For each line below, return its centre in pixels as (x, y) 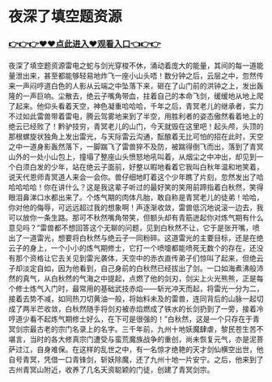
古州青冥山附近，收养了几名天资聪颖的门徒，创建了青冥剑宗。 (111, 370)
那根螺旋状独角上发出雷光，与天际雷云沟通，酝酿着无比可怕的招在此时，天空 (136, 137)
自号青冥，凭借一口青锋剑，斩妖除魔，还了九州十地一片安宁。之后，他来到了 (136, 360)
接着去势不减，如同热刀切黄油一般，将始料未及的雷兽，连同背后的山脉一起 (132, 299)
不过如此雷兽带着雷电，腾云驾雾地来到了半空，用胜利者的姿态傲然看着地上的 (136, 116)
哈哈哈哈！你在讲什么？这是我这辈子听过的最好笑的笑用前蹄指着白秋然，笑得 (136, 187)
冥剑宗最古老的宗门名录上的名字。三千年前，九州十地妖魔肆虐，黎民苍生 (129, 329)
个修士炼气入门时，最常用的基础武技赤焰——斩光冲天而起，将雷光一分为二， (136, 289)
